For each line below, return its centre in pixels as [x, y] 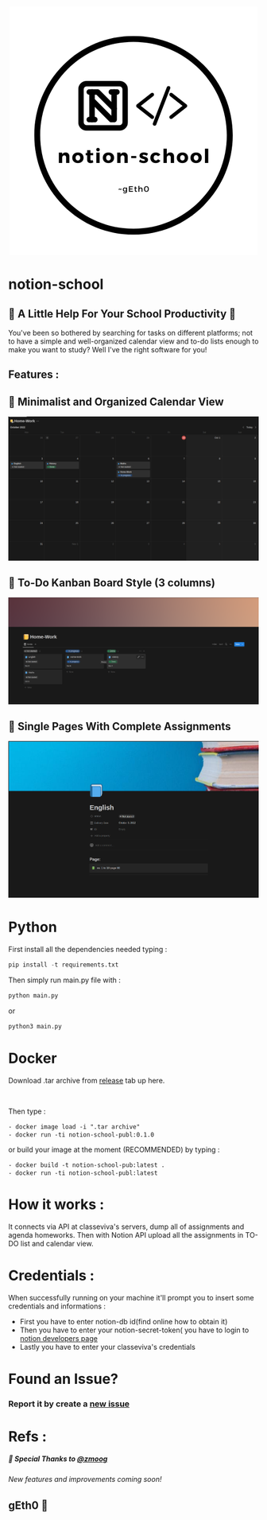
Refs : [28, 1436]
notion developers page [58, 1338]
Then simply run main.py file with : [64, 980]
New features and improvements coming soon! [85, 1479]
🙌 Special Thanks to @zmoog [58, 1459]
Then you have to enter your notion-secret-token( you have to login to [134, 1330]
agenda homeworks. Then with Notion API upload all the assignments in [126, 1234]
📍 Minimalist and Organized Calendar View [116, 401]
